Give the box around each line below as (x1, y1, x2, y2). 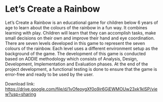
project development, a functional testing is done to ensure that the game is (5, 66, 157, 72)
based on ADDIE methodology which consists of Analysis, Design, (5, 56, 138, 61)
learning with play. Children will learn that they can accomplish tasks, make (5, 30, 156, 36)
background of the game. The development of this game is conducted (5, 50, 146, 57)
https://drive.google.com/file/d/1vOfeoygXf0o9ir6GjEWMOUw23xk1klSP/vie (5, 86, 158, 92)
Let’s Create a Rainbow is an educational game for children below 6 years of (5, 20, 158, 25)
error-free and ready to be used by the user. (5, 71, 94, 77)
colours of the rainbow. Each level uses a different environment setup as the (5, 45, 158, 51)
